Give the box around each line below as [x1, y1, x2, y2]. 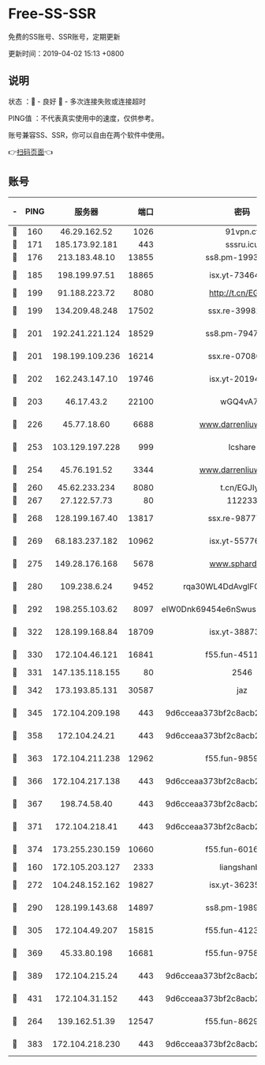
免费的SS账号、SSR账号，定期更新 [8, 32, 121, 41]
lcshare [228, 441, 256, 452]
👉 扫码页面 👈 [8, 147, 54, 157]
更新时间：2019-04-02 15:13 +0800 [8, 48, 125, 58]
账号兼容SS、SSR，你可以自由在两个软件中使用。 [8, 130, 169, 139]
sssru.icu [225, 239, 259, 250]
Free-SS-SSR [8, 5, 96, 23]
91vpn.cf [225, 226, 259, 237]
